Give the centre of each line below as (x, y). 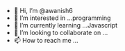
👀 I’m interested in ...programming (62, 18)
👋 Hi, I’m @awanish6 (43, 11)
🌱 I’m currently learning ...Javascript (66, 25)
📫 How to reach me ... (46, 40)
